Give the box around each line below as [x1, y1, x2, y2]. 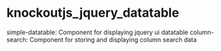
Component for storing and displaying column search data [29, 35, 197, 43]
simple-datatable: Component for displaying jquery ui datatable [6, 28, 189, 36]
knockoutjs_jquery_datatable [6, 5, 179, 21]
